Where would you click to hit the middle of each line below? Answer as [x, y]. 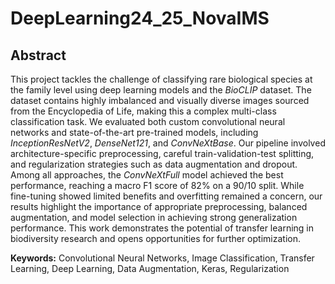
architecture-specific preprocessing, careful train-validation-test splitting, [162, 153]
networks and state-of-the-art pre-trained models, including [134, 132]
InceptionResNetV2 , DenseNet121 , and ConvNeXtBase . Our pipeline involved [168, 143]
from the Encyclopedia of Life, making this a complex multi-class [143, 111]
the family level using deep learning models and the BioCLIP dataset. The [161, 90]
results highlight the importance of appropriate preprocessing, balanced [159, 206]
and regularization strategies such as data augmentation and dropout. [154, 164]
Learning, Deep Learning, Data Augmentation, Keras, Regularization [150, 268]
